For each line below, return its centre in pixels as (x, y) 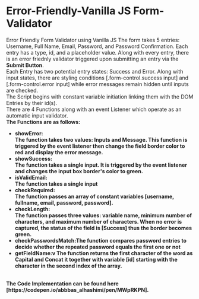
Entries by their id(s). (32, 103)
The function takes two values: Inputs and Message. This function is (101, 139)
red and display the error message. (59, 152)
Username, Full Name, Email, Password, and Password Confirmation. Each (97, 46)
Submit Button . (25, 65)
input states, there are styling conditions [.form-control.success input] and (97, 78)
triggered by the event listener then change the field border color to (100, 146)
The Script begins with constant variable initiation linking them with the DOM (100, 97)
